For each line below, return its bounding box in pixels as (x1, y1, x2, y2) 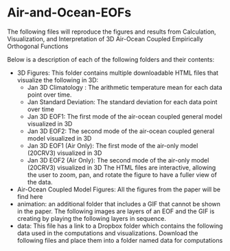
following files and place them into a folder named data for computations (16, 236, 223, 244)
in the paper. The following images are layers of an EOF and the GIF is (16, 207, 215, 215)
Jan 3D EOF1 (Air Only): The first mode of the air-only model (27, 141, 198, 150)
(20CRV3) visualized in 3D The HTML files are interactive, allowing (27, 163, 216, 171)
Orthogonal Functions (7, 42, 69, 50)
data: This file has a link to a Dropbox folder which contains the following (16, 222, 223, 230)
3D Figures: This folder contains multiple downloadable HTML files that (16, 69, 218, 77)
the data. (27, 178, 53, 186)
